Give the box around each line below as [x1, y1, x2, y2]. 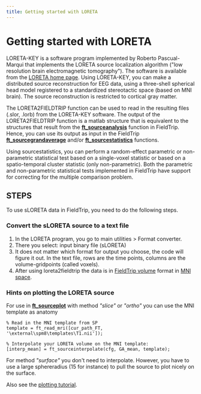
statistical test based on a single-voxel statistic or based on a [34, 154, 186, 161]
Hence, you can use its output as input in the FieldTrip [6, 130, 140, 137]
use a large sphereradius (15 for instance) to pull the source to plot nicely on [6, 363, 195, 370]
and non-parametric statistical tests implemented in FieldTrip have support [6, 167, 191, 174]
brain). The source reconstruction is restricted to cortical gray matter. [6, 92, 178, 100]
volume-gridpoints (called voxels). [14, 260, 100, 267]
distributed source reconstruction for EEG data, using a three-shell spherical [6, 80, 195, 87]
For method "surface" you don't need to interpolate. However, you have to [6, 356, 190, 363]
